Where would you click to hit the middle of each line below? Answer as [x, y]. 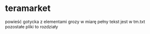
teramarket [28, 8]
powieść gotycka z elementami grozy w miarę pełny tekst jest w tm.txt [75, 22]
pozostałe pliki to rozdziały [31, 26]
